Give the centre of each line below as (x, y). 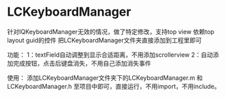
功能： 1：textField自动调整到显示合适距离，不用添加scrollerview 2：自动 (110, 55)
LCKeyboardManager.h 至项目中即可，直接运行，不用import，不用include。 (114, 86)
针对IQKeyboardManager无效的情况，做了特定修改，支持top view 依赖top (111, 31)
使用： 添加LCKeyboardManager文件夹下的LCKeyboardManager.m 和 (105, 78)
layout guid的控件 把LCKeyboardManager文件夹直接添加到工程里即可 (104, 40)
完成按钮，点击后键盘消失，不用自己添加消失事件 (82, 63)
